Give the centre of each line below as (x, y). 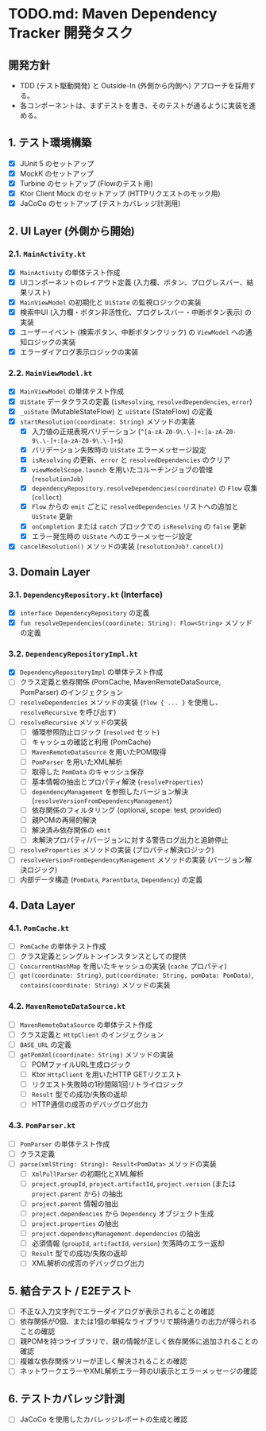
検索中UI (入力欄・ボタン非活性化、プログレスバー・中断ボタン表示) (131, 312)
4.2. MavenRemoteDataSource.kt (67, 1006)
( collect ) (46, 497)
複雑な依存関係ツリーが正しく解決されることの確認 (103, 1361)
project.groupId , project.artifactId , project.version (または (134, 1183)
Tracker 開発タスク (71, 33)
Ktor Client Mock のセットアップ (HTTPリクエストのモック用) (120, 193)
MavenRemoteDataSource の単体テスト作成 (86, 1024)
